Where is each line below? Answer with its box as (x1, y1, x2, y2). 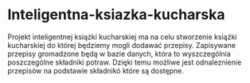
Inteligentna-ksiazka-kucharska (7, 6, 225, 24)
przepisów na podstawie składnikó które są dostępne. (7, 65, 184, 75)
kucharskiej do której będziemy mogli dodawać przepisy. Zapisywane (7, 40, 236, 49)
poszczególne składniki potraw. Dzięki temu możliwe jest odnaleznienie (7, 57, 242, 67)
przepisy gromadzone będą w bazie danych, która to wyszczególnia (7, 49, 232, 58)
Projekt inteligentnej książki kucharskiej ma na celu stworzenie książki (7, 32, 237, 41)
